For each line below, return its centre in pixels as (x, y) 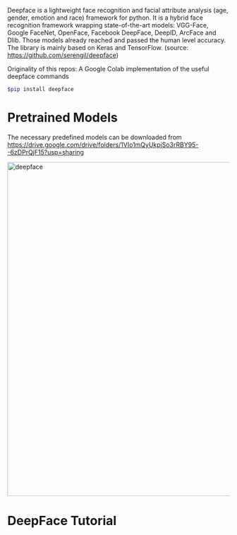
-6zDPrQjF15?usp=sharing (46, 152)
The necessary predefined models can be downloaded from (95, 137)
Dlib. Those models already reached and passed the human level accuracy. (116, 40)
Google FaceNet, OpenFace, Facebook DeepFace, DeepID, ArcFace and (112, 32)
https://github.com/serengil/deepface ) (63, 55)
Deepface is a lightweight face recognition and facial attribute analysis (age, (118, 10)
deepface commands (38, 76)
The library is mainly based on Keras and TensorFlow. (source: (98, 48)
